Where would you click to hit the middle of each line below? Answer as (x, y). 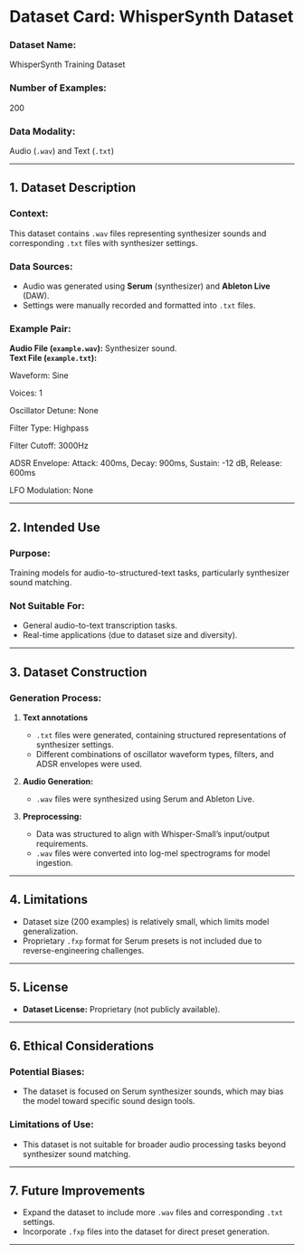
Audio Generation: (57, 782)
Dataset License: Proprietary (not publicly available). (121, 1009)
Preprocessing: (52, 817)
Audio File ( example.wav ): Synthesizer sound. (93, 348)
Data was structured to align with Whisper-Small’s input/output (152, 834)
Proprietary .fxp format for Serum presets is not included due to (142, 940)
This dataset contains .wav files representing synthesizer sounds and (138, 233)
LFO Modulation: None (51, 490)
